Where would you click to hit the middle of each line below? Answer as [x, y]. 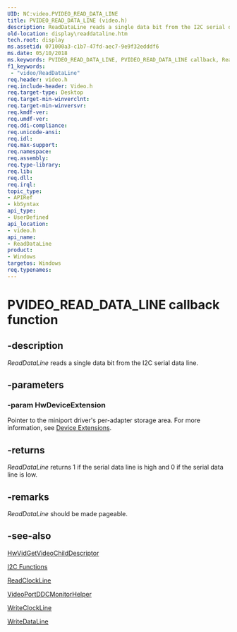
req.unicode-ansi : [34, 132]
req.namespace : [30, 152]
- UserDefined [28, 217]
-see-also [29, 536]
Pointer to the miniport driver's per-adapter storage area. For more [104, 420]
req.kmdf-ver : [28, 112]
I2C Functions [28, 566]
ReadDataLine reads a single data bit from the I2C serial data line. [103, 363]
